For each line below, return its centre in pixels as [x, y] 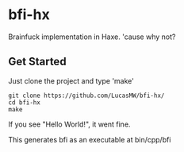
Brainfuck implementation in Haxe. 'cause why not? [92, 37]
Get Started [37, 62]
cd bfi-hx [25, 102]
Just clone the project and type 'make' [71, 80]
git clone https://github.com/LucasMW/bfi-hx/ [86, 95]
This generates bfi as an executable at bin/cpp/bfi [90, 139]
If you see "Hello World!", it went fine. [69, 124]
